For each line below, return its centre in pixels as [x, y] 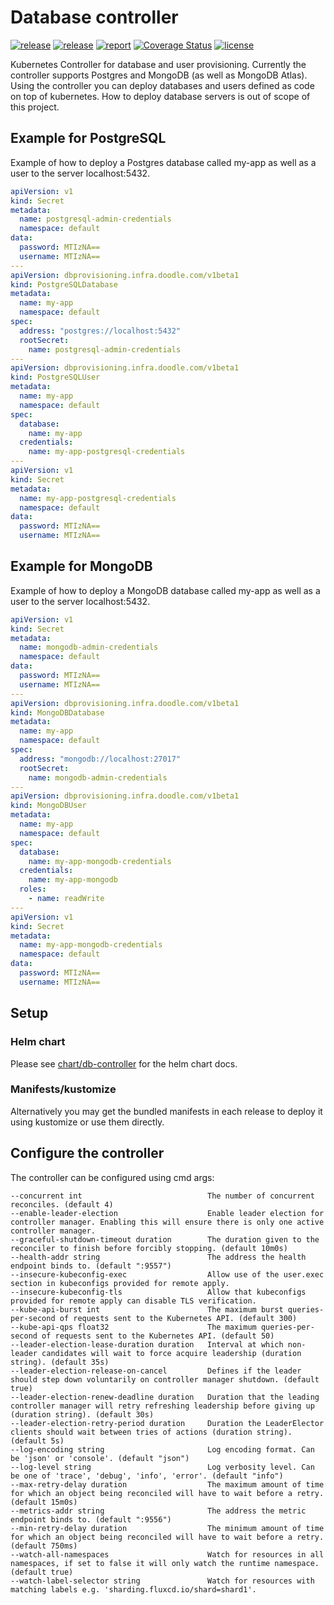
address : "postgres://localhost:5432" [100, 331]
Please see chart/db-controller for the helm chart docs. [124, 1063]
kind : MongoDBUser [48, 806]
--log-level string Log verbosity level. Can [162, 1467]
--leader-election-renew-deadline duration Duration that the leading [165, 1397]
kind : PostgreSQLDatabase [64, 284]
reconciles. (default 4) [62, 1204]
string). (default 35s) [60, 1362]
